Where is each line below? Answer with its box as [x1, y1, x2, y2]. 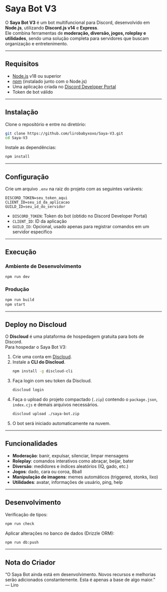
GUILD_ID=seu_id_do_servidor [5, 204, 66, 209]
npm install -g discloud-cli [12, 369, 73, 374]
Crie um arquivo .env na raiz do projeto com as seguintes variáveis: [5, 186, 143, 192]
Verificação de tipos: [5, 511, 48, 517]
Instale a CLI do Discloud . [12, 359, 66, 365]
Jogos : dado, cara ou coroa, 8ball [12, 468, 82, 474]
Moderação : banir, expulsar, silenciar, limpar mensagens [12, 452, 129, 458]
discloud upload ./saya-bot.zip [12, 412, 80, 417]
